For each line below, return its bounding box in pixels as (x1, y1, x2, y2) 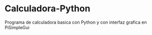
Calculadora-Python (4, 3, 90, 14)
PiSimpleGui (4, 24, 30, 30)
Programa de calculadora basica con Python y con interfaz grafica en (4, 19, 147, 25)
